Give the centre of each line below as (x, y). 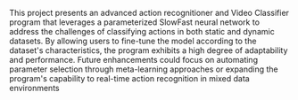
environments (34, 88)
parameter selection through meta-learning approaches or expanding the (144, 69)
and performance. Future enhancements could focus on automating (134, 60)
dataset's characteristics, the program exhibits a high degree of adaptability (149, 50)
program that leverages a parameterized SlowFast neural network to (135, 22)
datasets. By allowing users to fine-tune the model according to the (133, 41)
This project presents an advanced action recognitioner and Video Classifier (149, 13)
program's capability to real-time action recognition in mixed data (129, 78)
